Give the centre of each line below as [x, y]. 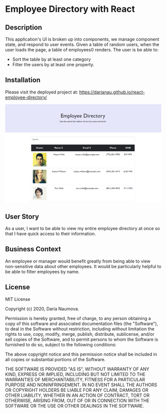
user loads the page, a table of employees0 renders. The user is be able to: [82, 50]
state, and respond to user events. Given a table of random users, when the [82, 45]
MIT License [18, 299]
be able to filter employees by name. [42, 272]
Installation [23, 80]
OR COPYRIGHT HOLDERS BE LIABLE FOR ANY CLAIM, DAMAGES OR [77, 390]
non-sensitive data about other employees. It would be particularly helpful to [83, 266]
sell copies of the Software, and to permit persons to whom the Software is [82, 339]
